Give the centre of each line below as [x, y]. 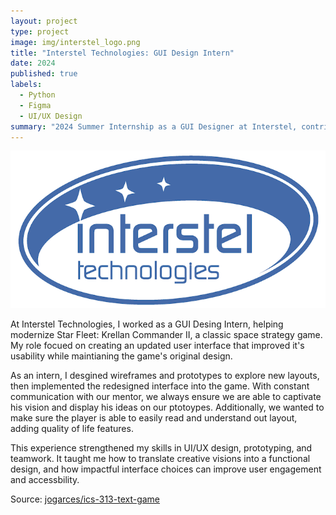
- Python [37, 95]
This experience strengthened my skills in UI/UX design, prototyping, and [161, 448]
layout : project [44, 21]
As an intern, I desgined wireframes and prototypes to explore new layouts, [165, 376]
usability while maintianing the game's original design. [121, 356]
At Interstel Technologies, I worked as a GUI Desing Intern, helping [147, 324]
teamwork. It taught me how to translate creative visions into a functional [160, 459]
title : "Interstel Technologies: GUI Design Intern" [122, 53]
